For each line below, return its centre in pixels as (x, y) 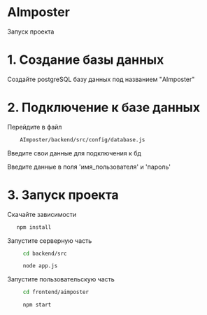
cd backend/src (45, 253)
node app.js (40, 266)
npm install (34, 227)
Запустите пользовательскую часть (61, 279)
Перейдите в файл (35, 127)
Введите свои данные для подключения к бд (74, 153)
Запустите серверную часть (50, 240)
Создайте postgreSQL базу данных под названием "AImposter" (101, 79)
